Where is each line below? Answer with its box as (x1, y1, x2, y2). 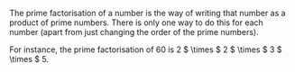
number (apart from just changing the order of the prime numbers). (9, 27, 259, 37)
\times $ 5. (9, 54, 50, 64)
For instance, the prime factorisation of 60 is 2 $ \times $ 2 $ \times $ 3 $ (9, 44, 282, 55)
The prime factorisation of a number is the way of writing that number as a (9, 8, 286, 18)
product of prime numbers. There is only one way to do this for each (9, 17, 263, 28)
